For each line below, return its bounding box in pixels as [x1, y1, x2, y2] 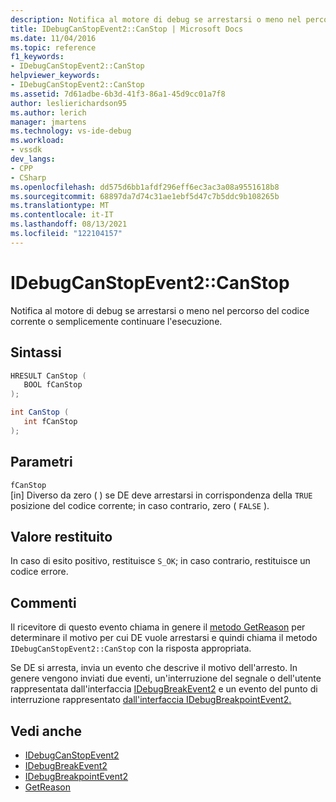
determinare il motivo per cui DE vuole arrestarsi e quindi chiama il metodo [10, 632, 318, 644]
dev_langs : [10, 154, 56, 164]
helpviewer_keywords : [10, 71, 101, 81]
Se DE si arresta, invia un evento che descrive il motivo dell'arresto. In [10, 662, 298, 674]
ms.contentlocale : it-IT [10, 210, 114, 220]
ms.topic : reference [10, 42, 97, 53]
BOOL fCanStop [23, 380, 83, 390]
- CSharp [10, 172, 47, 183]
